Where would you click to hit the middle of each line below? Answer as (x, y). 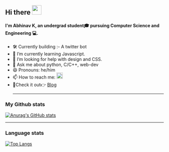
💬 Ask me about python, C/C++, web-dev (56, 64)
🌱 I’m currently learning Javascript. (49, 54)
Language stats (25, 133)
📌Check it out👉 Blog (34, 85)
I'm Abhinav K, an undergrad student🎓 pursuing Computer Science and (82, 25)
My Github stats (25, 104)
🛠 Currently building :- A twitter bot (50, 46)
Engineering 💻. (22, 33)
